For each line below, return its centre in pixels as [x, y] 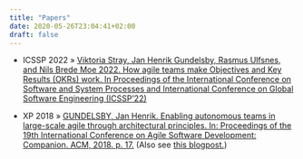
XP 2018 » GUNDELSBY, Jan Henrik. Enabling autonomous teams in [149, 116]
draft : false [34, 34]
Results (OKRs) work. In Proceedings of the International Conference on [157, 79]
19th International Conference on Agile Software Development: [139, 136]
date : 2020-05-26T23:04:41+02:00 [73, 26]
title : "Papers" [40, 18]
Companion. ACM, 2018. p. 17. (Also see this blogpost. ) [125, 145]
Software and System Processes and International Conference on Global [158, 89]
